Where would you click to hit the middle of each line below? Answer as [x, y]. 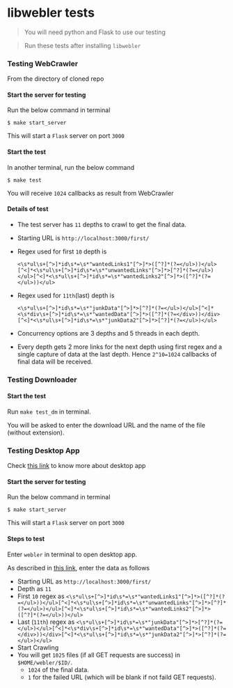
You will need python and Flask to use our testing [95, 32]
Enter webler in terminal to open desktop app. [72, 554]
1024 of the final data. [58, 669]
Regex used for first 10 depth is [62, 251]
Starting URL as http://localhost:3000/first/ [84, 581]
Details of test [28, 209]
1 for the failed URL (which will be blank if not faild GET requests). [122, 677]
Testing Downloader [42, 380]
